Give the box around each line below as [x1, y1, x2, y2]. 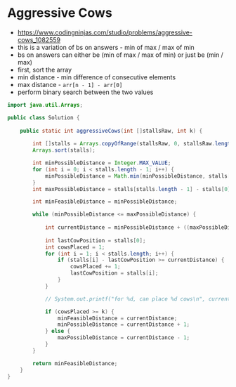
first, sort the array [17, 65, 72, 74]
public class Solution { [7, 114, 80, 121]
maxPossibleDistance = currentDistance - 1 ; [57, 334, 190, 341]
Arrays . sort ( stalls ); [32, 147, 96, 154]
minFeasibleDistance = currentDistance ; [57, 315, 178, 322]
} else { [44, 328, 71, 335]
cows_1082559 [17, 35, 61, 44]
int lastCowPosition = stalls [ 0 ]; [44, 237, 146, 244]
